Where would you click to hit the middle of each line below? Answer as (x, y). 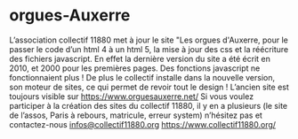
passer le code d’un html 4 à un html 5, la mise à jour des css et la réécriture (149, 49)
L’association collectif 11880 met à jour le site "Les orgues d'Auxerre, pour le (149, 40)
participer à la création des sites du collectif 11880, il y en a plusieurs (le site (149, 105)
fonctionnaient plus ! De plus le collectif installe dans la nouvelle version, (142, 77)
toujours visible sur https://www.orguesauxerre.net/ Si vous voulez (132, 96)
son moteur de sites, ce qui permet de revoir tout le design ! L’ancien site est (149, 87)
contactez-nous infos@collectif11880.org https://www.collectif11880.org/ (143, 124)
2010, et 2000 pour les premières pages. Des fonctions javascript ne (135, 68)
